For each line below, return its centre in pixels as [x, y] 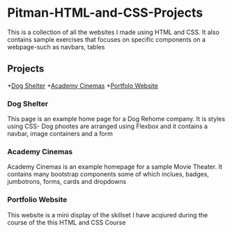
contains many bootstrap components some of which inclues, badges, [108, 174]
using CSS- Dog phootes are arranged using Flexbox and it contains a [107, 126]
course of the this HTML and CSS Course [67, 222]
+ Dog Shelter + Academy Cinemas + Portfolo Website [83, 86]
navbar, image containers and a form [60, 134]
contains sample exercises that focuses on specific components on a [107, 39]
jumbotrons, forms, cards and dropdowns [67, 182]
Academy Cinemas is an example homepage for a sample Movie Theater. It [115, 167]
